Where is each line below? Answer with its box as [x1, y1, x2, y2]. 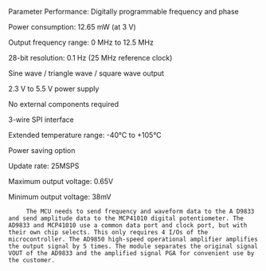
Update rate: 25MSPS [8, 161, 80, 171]
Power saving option [8, 146, 76, 155]
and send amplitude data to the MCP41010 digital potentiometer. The [8, 214, 244, 222]
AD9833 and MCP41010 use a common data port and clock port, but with [8, 222, 248, 230]
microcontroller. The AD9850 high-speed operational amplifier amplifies [8, 235, 259, 243]
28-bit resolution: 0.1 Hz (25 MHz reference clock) [8, 53, 173, 62]
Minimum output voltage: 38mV [8, 192, 111, 202]
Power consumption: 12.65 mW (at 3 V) [8, 22, 137, 31]
